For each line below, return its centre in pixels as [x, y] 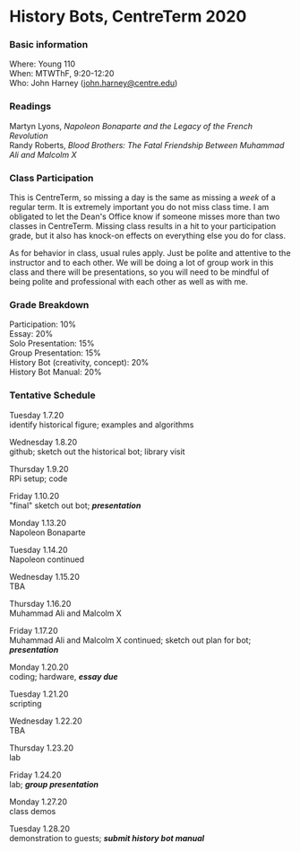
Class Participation [51, 178]
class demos [33, 811]
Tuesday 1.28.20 [39, 829]
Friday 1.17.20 [34, 630]
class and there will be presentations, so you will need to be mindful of [140, 272]
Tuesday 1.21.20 [39, 694]
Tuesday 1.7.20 [37, 415]
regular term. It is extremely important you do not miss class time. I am [139, 207]
